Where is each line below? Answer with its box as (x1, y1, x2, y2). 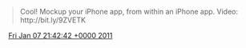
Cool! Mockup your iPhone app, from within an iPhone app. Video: (19, 7, 239, 16)
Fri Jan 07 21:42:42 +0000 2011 (7, 31, 113, 40)
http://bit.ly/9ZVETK (19, 15, 87, 25)
